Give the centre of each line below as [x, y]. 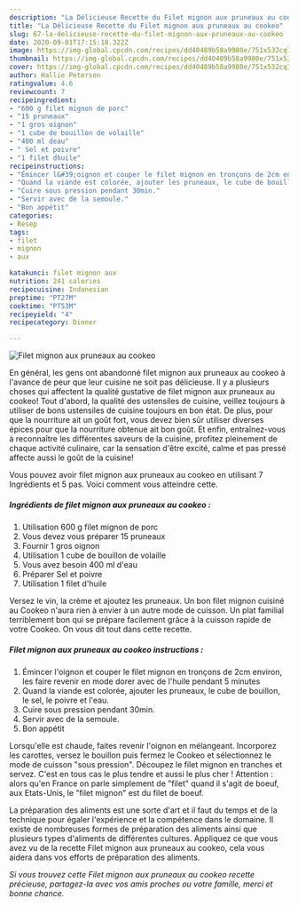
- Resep [24, 224]
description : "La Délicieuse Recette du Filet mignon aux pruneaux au [142, 17]
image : [21, 51]
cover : [21, 68]
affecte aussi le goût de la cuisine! [72, 457]
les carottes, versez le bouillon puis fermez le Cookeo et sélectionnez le [141, 755]
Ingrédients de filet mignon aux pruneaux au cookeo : [110, 505]
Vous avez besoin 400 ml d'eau [79, 565]
